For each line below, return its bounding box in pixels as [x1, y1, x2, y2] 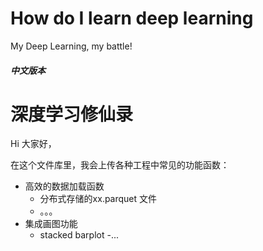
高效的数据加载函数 [24, 180, 105, 192]
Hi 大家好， [10, 138, 57, 150]
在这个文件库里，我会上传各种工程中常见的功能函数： [10, 159, 230, 171]
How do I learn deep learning [10, 7, 254, 30]
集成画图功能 [24, 218, 78, 230]
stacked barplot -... [39, 229, 120, 241]
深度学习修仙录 [10, 103, 134, 126]
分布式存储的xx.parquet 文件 [39, 193, 158, 205]
